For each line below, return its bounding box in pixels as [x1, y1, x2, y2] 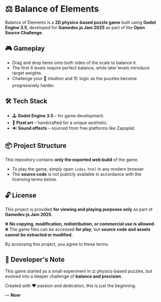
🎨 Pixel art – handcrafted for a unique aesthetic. [12, 120, 108, 126]
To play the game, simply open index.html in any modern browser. [12, 166, 145, 172]
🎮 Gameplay [5, 45, 45, 53]
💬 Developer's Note [5, 255, 65, 264]
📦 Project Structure [5, 142, 67, 150]
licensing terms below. [12, 176, 57, 182]
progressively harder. [12, 82, 55, 88]
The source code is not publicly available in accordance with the [12, 171, 142, 177]
